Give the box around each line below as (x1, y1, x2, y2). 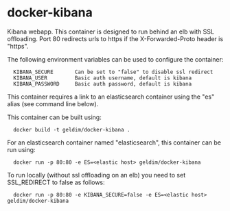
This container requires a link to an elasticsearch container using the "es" (7, 92, 215, 101)
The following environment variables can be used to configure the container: (7, 55, 224, 63)
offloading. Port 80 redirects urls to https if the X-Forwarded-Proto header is (7, 34, 224, 42)
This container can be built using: (7, 113, 102, 121)
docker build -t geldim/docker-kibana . (13, 126, 130, 133)
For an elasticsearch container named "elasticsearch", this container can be (7, 138, 222, 147)
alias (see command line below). (7, 99, 99, 108)
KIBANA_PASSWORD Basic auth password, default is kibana (13, 80, 192, 87)
